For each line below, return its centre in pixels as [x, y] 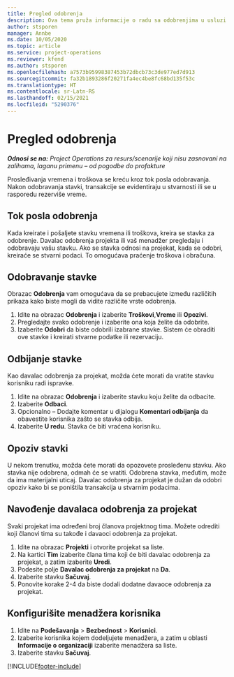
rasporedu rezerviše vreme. [47, 194]
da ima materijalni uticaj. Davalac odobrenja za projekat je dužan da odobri [115, 480]
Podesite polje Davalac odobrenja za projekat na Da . [94, 569]
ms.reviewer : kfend [36, 59]
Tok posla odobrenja [52, 216]
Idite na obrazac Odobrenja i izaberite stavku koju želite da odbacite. [117, 397]
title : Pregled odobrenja [45, 14]
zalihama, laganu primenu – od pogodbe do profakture [86, 165]
